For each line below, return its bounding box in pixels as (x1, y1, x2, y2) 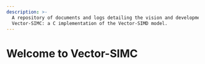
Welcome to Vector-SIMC (6, 46, 138, 60)
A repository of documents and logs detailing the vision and (12, 15, 173, 21)
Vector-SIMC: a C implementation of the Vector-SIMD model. (12, 20, 168, 26)
